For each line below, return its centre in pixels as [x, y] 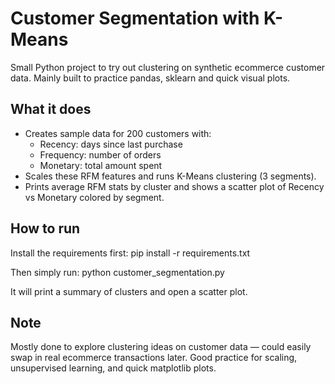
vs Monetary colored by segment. [94, 197]
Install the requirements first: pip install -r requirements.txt [130, 253]
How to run [45, 228]
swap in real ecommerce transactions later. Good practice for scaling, [154, 358]
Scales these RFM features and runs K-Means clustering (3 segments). [170, 176]
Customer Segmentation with [135, 18]
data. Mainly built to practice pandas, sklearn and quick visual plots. [150, 78]
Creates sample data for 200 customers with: [118, 133]
